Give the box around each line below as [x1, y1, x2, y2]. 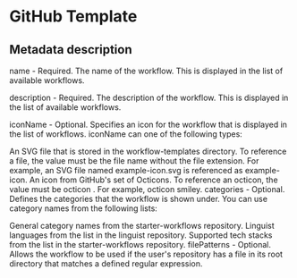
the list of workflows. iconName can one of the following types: [9, 129, 243, 139]
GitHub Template [9, 6, 138, 27]
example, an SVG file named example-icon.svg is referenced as [9, 165, 243, 175]
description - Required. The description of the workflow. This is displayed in [9, 92, 289, 103]
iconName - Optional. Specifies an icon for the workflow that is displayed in [9, 119, 288, 130]
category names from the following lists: [9, 203, 158, 214]
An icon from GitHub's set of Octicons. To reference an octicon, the [30, 174, 279, 185]
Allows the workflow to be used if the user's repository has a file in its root [9, 249, 284, 259]
